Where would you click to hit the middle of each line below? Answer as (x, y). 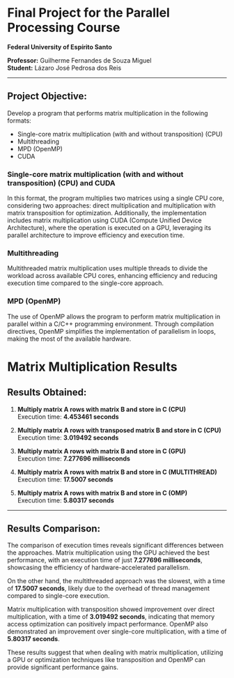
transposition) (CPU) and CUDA (62, 183)
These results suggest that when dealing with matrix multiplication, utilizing (115, 652)
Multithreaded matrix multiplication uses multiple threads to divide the (107, 268)
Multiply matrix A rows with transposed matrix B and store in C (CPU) (119, 430)
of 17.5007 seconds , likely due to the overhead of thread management (109, 588)
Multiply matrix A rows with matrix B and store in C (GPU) (102, 451)
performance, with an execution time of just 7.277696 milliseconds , (105, 560)
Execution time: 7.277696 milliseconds (74, 459)
